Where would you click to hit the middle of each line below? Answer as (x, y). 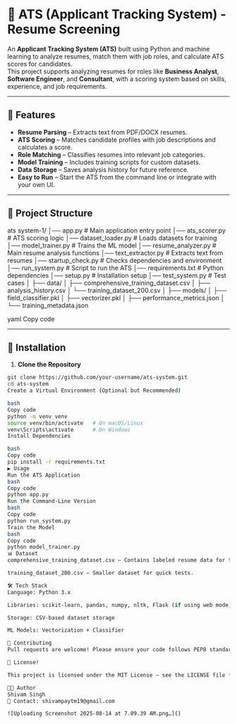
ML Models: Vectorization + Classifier (66, 630)
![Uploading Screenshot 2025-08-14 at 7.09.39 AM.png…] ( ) (94, 714)
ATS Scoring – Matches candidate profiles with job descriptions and (117, 140)
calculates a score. (45, 147)
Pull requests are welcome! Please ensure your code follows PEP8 (107, 650)
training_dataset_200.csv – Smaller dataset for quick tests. (101, 573)
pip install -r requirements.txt (56, 462)
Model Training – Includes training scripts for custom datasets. (109, 162)
